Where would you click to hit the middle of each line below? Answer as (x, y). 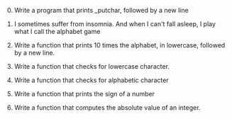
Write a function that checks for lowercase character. (92, 66)
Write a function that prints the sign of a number (84, 94)
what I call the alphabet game (57, 32)
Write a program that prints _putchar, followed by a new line (101, 10)
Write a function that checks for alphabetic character (91, 80)
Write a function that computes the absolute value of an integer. (107, 108)
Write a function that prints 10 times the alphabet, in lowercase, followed (120, 45)
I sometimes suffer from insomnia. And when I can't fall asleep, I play (115, 24)
